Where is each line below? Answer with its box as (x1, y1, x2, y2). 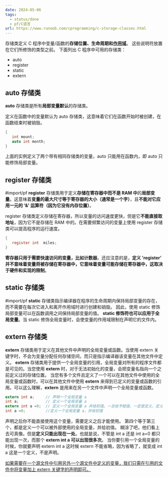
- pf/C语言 (9, 21, 31, 27)
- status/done (9, 17, 39, 22)
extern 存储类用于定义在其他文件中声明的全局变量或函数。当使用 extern (5, 347, 153, 353)
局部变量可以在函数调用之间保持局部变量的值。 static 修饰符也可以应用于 (5, 310, 155, 316)
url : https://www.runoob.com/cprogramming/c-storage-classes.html (5, 26, 146, 31)
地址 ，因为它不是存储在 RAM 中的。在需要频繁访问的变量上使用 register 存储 (5, 219, 163, 226)
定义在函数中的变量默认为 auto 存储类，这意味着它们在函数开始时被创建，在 (5, 113, 161, 119)
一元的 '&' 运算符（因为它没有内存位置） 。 (9, 203, 94, 209)
